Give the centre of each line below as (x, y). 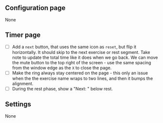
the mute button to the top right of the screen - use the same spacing (81, 62)
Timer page (23, 35)
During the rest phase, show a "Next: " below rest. (62, 88)
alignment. (23, 83)
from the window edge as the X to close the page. (62, 68)
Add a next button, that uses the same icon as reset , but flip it (74, 47)
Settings (18, 104)
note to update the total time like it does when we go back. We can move (85, 57)
